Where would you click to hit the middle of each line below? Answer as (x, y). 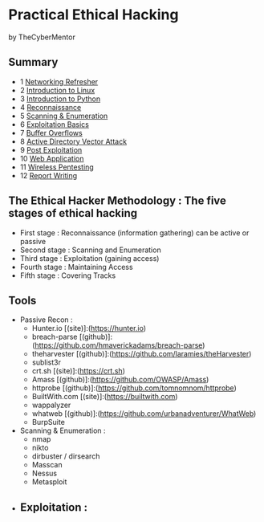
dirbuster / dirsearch (66, 456)
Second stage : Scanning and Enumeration (91, 250)
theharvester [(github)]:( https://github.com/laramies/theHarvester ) (142, 354)
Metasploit (49, 482)
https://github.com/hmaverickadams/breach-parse (119, 345)
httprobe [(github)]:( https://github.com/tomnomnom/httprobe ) (134, 388)
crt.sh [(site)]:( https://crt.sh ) (79, 371)
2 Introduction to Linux (57, 90)
